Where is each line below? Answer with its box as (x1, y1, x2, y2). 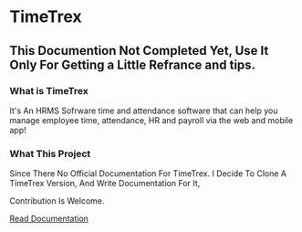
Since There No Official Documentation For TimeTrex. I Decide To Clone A (9, 168, 287, 179)
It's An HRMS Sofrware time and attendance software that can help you (9, 105, 278, 116)
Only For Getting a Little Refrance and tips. (9, 57, 256, 72)
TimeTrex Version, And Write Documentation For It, (9, 178, 201, 189)
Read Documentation (9, 213, 89, 225)
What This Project (9, 147, 91, 160)
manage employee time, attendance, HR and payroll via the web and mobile (9, 114, 294, 125)
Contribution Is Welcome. (9, 195, 105, 206)
